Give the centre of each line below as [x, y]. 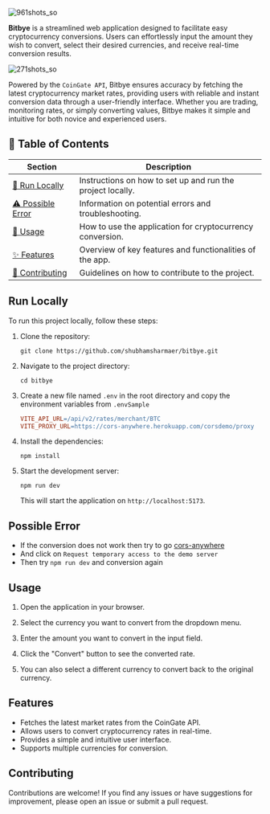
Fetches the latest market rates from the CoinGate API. [110, 722]
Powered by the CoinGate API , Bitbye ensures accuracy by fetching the [126, 85]
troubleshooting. [110, 213]
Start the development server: [70, 471]
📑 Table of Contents [59, 144]
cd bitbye [37, 380]
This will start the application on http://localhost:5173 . [112, 501]
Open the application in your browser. [82, 607]
